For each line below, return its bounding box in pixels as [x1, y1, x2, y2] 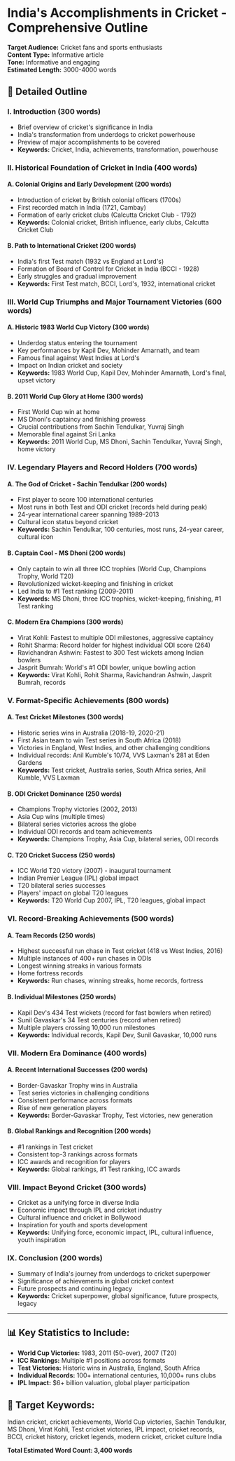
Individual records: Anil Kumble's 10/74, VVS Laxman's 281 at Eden [17, 751, 210, 759]
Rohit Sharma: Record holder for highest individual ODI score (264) [17, 641, 211, 649]
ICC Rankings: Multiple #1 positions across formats [17, 1356, 166, 1365]
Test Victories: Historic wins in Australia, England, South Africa [17, 1363, 201, 1373]
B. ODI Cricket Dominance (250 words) [7, 789, 122, 798]
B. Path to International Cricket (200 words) [7, 241, 136, 250]
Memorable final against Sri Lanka [17, 430, 116, 439]
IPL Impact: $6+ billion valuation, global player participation [17, 1379, 190, 1387]
